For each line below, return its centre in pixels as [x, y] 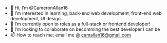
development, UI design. [36, 18]
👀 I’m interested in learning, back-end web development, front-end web [86, 13]
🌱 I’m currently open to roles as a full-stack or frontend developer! [80, 24]
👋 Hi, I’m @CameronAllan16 [39, 8]
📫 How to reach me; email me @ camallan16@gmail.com [70, 35]
